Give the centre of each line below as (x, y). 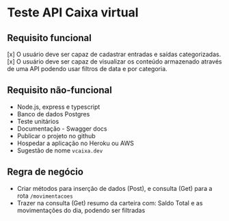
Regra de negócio (45, 172)
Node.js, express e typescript (58, 107)
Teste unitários (38, 121)
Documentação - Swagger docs (62, 129)
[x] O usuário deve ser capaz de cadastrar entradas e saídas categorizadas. (114, 54)
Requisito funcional (50, 38)
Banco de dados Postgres (53, 114)
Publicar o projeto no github (56, 135)
